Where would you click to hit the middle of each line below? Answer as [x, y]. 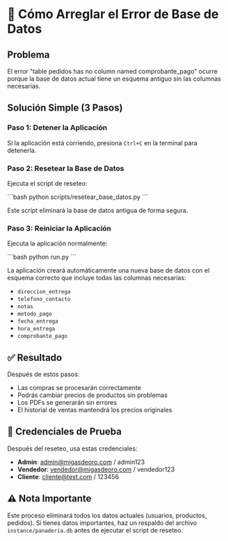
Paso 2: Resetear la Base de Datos [66, 168]
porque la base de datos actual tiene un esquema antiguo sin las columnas [114, 79]
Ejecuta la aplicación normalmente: [57, 243]
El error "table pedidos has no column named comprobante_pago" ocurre [112, 71]
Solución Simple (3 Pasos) [65, 108]
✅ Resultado [35, 357]
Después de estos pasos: [43, 374]
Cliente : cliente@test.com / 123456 [68, 476]
